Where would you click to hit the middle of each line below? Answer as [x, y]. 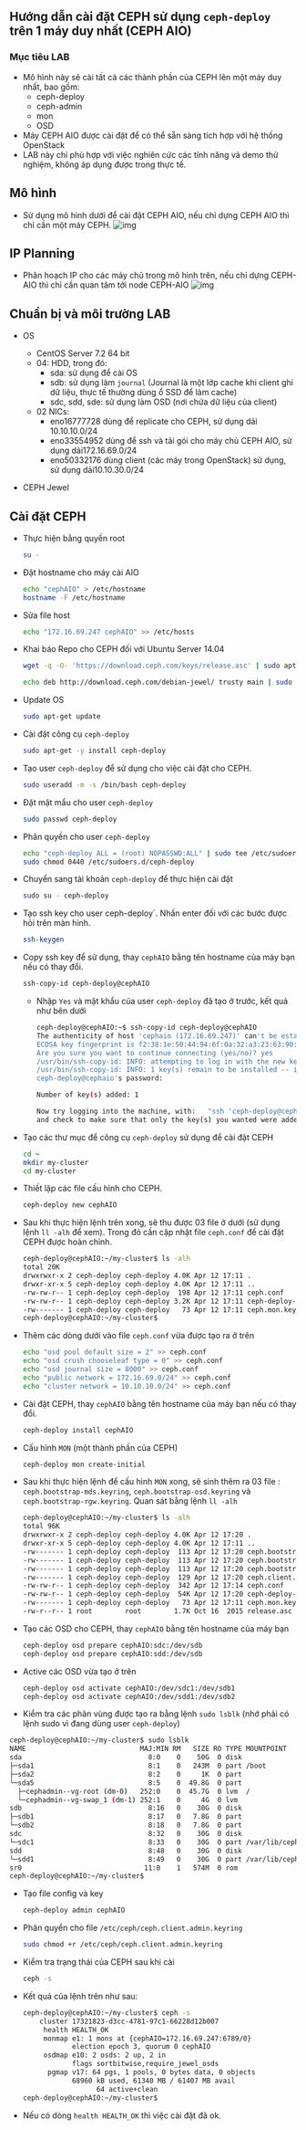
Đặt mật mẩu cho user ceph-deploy [87, 802]
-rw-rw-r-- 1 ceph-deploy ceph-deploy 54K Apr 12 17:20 [133, 1594]
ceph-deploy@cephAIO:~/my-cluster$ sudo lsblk [99, 1740]
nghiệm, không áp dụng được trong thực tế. [104, 164]
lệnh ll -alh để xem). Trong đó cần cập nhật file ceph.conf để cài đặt [153, 1233]
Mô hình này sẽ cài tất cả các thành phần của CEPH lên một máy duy [152, 77]
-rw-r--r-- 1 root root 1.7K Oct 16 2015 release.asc [158, 1611]
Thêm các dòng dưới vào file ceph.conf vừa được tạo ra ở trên [138, 1336]
